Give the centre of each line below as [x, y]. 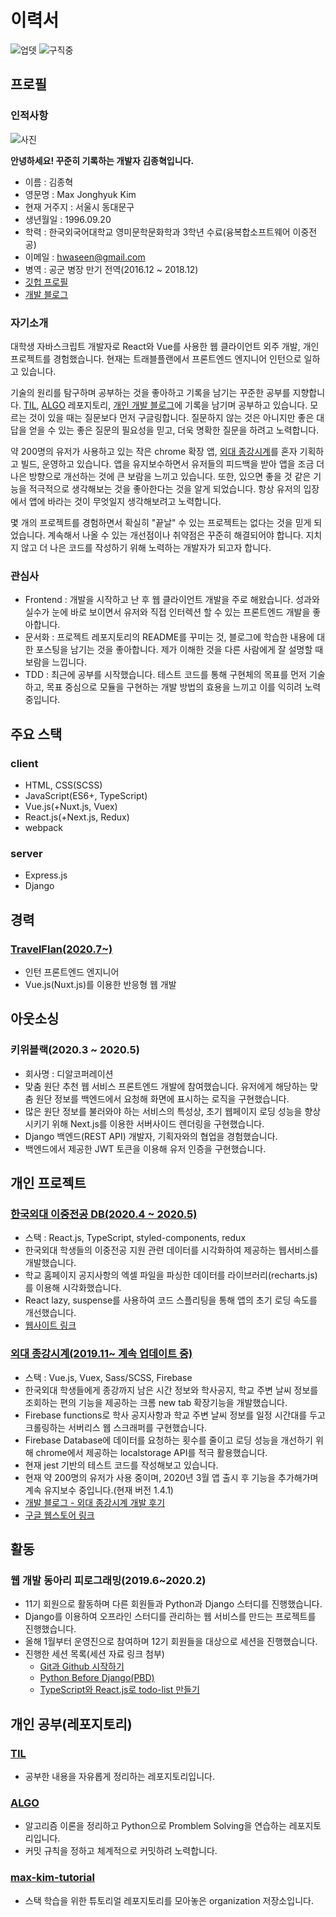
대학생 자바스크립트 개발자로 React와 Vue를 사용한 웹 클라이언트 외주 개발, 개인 [165, 346]
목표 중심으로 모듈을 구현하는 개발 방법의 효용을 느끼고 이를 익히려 [174, 687]
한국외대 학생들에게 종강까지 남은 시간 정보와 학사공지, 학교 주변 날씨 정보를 [171, 1390]
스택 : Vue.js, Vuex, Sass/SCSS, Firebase [108, 1377]
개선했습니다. [50, 1313]
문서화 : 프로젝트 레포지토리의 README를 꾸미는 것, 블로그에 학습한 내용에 [169, 637]
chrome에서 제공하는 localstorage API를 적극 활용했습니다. [151, 1452]
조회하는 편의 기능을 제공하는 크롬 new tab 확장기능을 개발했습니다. [156, 1402]
